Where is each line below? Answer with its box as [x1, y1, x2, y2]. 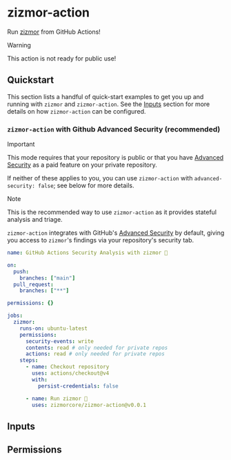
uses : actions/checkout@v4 [32, 370, 110, 377]
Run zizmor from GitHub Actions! [7, 28, 101, 36]
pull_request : [13, 281, 54, 288]
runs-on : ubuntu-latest [19, 325, 88, 332]
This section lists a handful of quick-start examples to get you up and [7, 92, 204, 101]
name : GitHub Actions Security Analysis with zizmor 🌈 [7, 249, 168, 256]
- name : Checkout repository [25, 364, 110, 370]
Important [7, 140, 35, 149]
